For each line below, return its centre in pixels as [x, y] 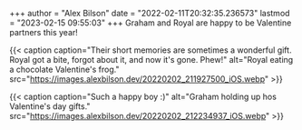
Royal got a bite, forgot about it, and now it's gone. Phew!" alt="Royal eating [151, 60]
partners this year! [44, 32]
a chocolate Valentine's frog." [64, 69]
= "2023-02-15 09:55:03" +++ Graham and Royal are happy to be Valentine [151, 23]
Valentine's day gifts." [50, 106]
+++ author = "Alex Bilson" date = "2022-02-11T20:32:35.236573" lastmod [150, 13]
